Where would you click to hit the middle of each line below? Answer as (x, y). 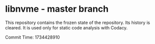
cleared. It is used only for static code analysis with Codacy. (66, 27)
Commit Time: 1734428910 (33, 37)
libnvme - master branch (57, 9)
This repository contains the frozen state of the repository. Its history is (77, 22)
